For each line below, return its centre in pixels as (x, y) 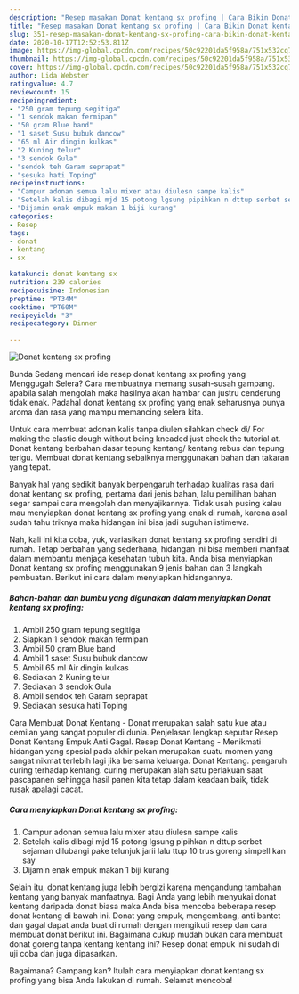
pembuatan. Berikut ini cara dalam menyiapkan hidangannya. (121, 578)
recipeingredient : (43, 100)
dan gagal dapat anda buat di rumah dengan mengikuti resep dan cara (138, 925)
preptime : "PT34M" (43, 299)
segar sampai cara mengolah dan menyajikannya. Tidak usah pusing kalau (145, 504)
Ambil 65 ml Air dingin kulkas (75, 668)
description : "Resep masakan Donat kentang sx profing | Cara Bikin (139, 17)
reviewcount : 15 (39, 92)
